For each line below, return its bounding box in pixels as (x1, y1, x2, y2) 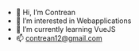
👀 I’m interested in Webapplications (15, 16, 132, 25)
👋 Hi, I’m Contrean (15, 8, 75, 17)
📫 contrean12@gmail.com (15, 33, 102, 43)
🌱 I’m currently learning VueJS (15, 25, 116, 33)
